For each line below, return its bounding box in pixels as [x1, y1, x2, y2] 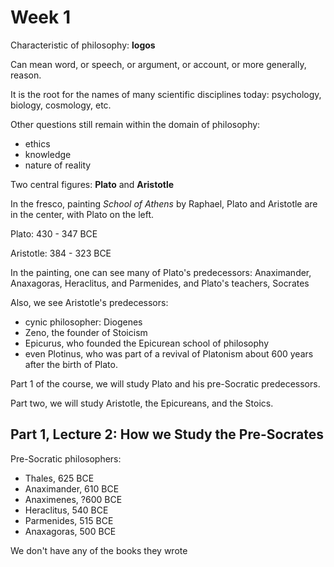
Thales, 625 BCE [24, 472, 95, 484]
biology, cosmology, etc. [10, 99, 112, 111]
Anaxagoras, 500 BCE [24, 525, 117, 537]
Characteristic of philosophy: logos [10, 39, 156, 51]
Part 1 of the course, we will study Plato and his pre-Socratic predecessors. [10, 377, 321, 390]
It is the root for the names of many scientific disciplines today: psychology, [10, 88, 322, 100]
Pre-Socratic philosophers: [10, 452, 122, 465]
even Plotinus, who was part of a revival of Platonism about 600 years [24, 347, 314, 360]
